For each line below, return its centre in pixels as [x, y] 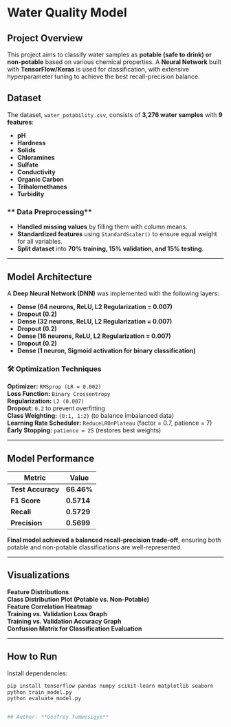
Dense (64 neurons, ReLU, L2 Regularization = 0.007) [95, 306]
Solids [26, 150]
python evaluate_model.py [44, 699]
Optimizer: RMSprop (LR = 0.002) [54, 386]
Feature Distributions [38, 592]
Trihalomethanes [42, 187]
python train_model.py [40, 692]
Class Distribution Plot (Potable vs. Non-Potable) [78, 599]
